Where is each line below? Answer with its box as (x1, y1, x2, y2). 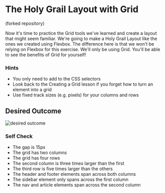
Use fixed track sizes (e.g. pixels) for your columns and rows (12, 92, 139, 98)
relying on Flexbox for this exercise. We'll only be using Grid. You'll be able (5, 46, 160, 52)
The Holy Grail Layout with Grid (5, 4, 139, 15)
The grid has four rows (12, 155, 61, 161)
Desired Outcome (5, 106, 62, 115)
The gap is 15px (12, 144, 45, 150)
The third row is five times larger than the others (12, 166, 113, 172)
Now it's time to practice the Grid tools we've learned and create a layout (5, 30, 157, 36)
